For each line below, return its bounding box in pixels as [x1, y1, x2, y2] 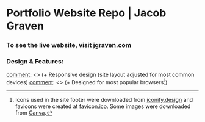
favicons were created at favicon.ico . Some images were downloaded [15, 102, 191, 110]
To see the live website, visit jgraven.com [6, 41, 132, 49]
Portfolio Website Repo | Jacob [6, 6, 167, 20]
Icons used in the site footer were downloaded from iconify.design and [15, 96, 193, 104]
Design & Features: [6, 57, 64, 66]
